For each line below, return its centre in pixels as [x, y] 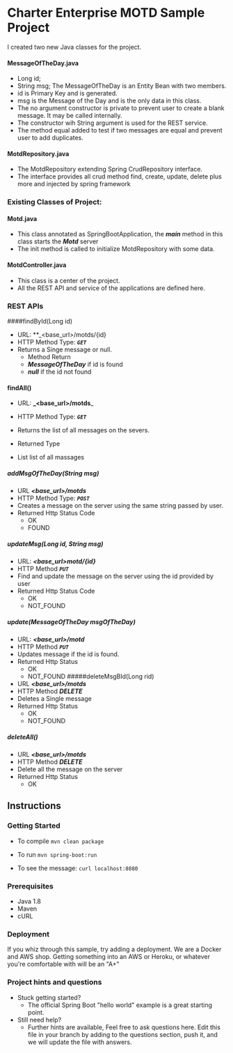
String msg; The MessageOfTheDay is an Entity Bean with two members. [122, 86]
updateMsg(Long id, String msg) [55, 544]
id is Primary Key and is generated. [67, 93]
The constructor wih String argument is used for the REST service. [112, 123]
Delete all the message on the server [70, 769]
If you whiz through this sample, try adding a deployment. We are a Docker [114, 949]
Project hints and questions [55, 983]
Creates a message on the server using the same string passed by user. [120, 506]
